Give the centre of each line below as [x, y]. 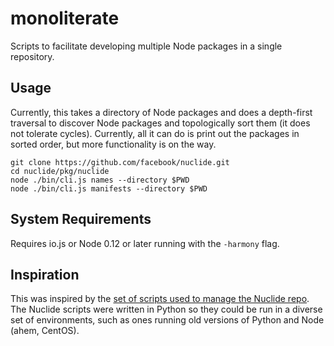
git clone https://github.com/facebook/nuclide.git [120, 162]
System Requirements [81, 219]
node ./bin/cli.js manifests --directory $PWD [109, 188]
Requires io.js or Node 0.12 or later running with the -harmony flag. [145, 243]
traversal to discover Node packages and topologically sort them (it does [160, 123]
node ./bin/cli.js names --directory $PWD [100, 180]
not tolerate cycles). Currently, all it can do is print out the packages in [155, 133]
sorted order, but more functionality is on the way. [113, 144]
